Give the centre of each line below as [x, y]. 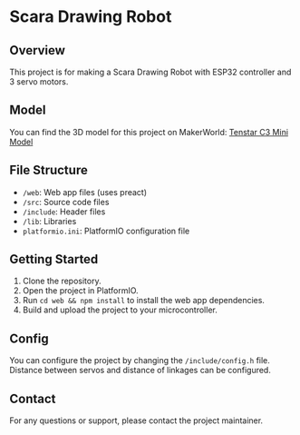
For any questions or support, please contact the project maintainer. [136, 420]
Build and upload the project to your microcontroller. [120, 310]
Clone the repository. [62, 281]
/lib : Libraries [49, 221]
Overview [38, 50]
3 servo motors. [39, 82]
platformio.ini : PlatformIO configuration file [106, 231]
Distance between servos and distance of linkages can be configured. [140, 371]
